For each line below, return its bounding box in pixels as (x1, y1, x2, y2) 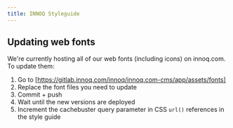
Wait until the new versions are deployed (17, 98, 135, 106)
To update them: (7, 62, 55, 71)
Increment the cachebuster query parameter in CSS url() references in (17, 106, 225, 114)
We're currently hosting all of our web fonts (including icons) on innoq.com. (7, 55, 226, 63)
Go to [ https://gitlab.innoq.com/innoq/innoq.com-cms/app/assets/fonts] (17, 76, 226, 84)
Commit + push (17, 90, 62, 99)
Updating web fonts (7, 36, 96, 48)
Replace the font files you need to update (17, 83, 138, 92)
